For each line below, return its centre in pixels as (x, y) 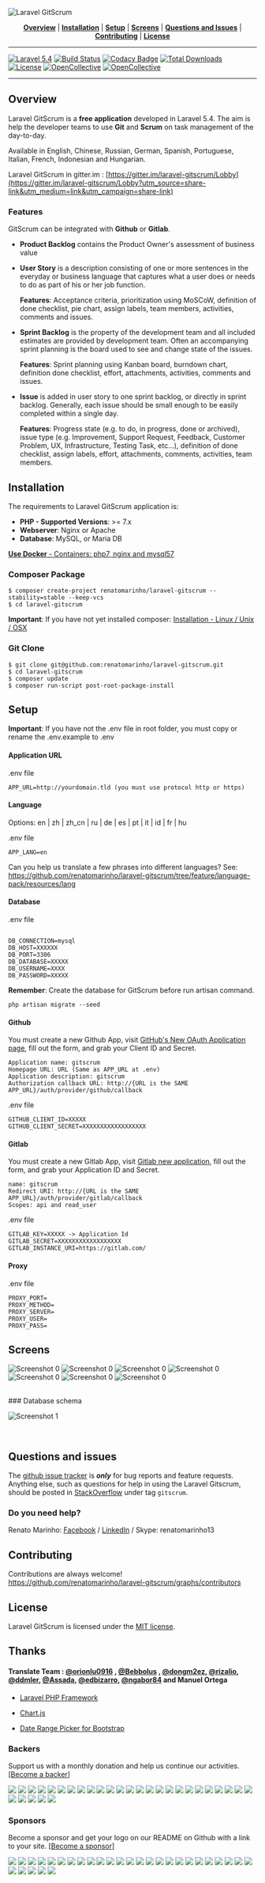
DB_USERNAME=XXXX (37, 968)
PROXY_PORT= (28, 1298)
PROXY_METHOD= (32, 1305)
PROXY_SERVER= (32, 1312)
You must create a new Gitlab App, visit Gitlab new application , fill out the (127, 1162)
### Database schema (45, 1401)
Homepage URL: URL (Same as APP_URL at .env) (84, 1070)
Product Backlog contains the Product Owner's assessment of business (137, 245)
